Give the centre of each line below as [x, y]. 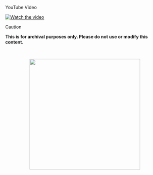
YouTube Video [21, 7]
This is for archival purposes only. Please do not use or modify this [76, 37]
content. [14, 42]
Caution [13, 27]
